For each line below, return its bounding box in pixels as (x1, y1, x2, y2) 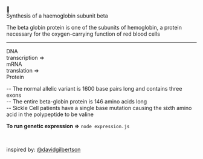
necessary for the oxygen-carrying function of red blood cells (6, 30, 160, 37)
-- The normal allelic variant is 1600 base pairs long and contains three (6, 85, 182, 92)
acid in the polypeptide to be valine (6, 111, 94, 118)
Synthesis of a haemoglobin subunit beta (6, 12, 109, 19)
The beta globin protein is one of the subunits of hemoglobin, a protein (6, 24, 182, 31)
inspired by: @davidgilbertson (6, 146, 81, 153)
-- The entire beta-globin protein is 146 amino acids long (6, 98, 147, 105)
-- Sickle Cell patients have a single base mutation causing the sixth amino (6, 105, 192, 111)
